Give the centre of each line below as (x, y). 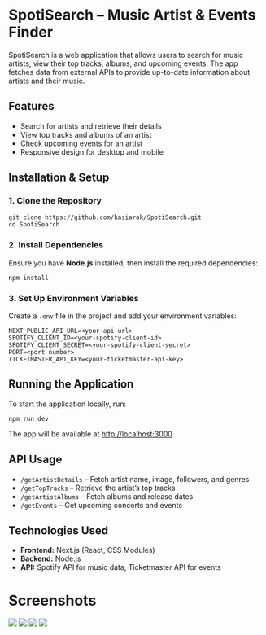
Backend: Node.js (50, 558)
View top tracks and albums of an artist (86, 134)
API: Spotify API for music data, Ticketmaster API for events (120, 567)
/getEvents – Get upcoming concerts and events (101, 505)
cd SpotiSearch (34, 225)
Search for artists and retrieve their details (91, 126)
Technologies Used (58, 531)
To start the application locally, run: (68, 404)
